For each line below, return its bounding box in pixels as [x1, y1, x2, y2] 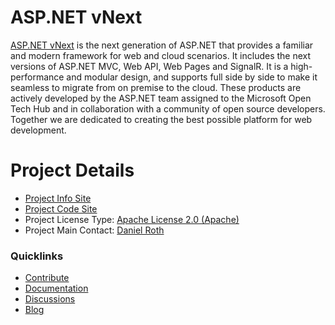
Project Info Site [24, 192, 92, 204]
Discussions [24, 293, 76, 305]
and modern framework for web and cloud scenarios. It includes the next [10, 49, 312, 61]
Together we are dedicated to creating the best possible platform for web [10, 113, 313, 125]
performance [10, 71, 65, 83]
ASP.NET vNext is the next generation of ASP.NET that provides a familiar [10, 39, 314, 51]
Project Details [10, 159, 135, 182]
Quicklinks [10, 249, 64, 263]
